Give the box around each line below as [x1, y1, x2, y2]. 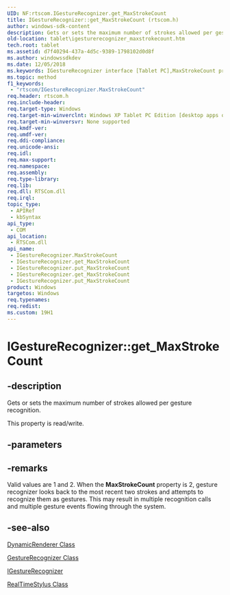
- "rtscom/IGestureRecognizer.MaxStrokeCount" [10, 86, 146, 93]
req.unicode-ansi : [7, 144, 60, 151]
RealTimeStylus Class [7, 580, 68, 588]
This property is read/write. [7, 419, 84, 427]
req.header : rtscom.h [7, 93, 69, 100]
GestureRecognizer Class [7, 553, 79, 561]
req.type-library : [7, 175, 60, 182]
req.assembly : [7, 169, 48, 176]
